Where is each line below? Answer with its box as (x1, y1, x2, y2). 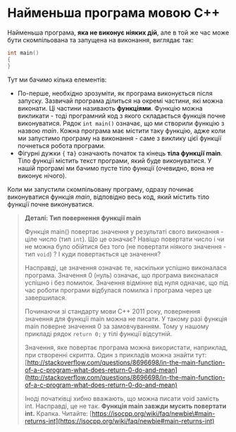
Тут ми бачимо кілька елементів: (7, 75, 107, 84)
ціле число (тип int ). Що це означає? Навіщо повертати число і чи (24, 235, 225, 243)
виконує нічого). (17, 171, 67, 180)
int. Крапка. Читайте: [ (24, 409, 92, 417)
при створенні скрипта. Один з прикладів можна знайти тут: (24, 350, 207, 359)
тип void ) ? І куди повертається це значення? (24, 249, 161, 258)
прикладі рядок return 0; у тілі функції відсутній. (24, 329, 173, 338)
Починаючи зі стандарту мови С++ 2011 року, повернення (24, 307, 201, 315)
